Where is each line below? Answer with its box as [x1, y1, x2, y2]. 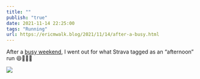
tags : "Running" [6, 26, 48, 32]
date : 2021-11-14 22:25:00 [6, 20, 75, 26]
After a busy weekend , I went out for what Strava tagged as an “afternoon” [6, 48, 194, 55]
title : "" [6, 9, 32, 15]
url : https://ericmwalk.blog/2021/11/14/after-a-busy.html [6, 32, 160, 38]
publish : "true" [6, 15, 48, 21]
